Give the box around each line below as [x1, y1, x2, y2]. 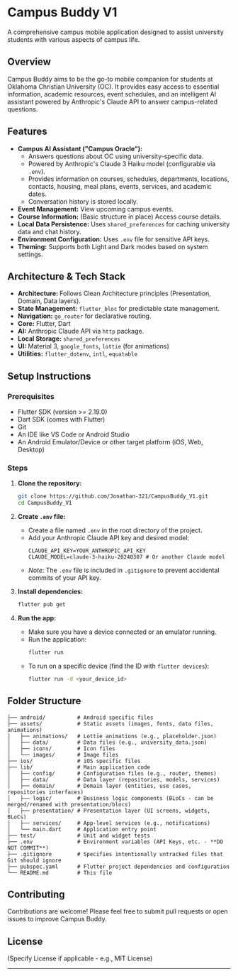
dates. [28, 190, 47, 198]
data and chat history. [17, 227, 81, 236]
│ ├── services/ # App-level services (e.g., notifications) [7, 819, 211, 827]
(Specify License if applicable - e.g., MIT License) [7, 954, 153, 963]
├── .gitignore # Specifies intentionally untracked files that [7, 850, 223, 857]
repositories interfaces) [7, 789, 84, 796]
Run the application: [28, 635, 87, 643]
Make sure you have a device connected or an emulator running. [28, 627, 217, 636]
